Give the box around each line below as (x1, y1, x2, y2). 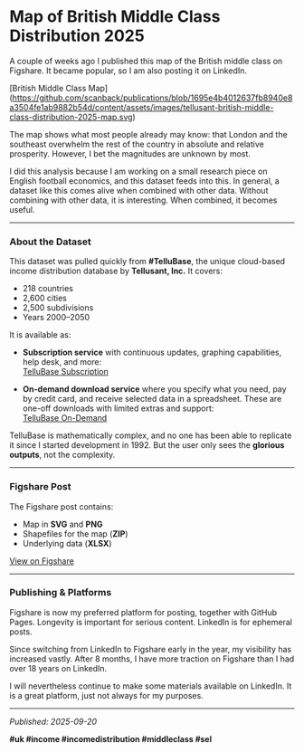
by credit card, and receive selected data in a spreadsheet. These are (22, 394, 282, 405)
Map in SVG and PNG (22, 519, 103, 529)
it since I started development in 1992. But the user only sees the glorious (9, 440, 285, 451)
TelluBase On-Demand (22, 413, 108, 424)
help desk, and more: (22, 357, 102, 367)
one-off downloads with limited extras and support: (22, 403, 214, 414)
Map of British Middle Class (9, 6, 221, 27)
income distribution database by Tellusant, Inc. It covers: (9, 265, 223, 277)
